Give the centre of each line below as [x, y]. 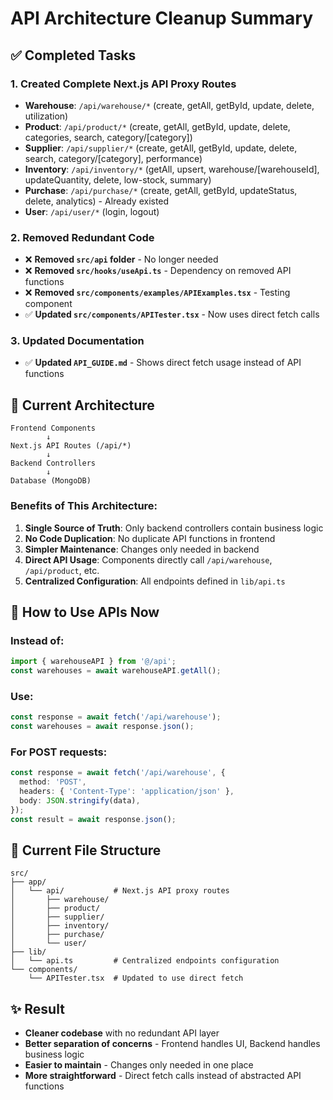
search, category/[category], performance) [113, 158]
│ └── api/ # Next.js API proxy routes [120, 891]
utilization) [46, 116]
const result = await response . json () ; [93, 819]
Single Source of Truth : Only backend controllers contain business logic [174, 528]
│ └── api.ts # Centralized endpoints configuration [145, 961]
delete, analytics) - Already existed [97, 201]
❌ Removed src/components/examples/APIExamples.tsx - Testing [157, 293]
